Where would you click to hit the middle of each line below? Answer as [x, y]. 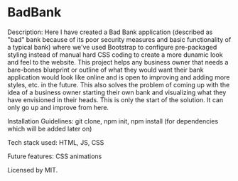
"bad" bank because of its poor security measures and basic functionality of [119, 39]
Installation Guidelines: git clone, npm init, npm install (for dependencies [113, 121]
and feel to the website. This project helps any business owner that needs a [118, 62]
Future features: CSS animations [55, 156]
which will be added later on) [50, 128]
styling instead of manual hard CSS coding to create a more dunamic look [115, 55]
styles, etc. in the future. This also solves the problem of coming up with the [119, 84]
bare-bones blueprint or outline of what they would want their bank [106, 70]
